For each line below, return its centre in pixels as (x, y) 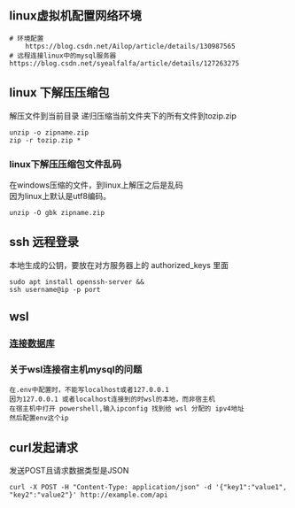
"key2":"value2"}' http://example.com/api (89, 495)
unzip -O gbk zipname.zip (57, 212)
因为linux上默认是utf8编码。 (60, 196)
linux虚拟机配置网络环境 (75, 16)
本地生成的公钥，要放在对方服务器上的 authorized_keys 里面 (119, 265)
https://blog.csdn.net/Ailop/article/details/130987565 (131, 46)
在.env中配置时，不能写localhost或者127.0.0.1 (89, 390)
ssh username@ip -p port (55, 289)
